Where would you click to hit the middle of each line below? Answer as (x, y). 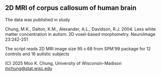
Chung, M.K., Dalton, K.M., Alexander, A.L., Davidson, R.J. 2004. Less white (80, 29)
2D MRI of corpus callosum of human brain (71, 8)
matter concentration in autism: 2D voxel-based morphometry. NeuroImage (80, 34)
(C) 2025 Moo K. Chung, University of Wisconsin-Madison (64, 63)
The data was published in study (38, 19)
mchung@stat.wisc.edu (29, 68)
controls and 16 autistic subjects (37, 54)
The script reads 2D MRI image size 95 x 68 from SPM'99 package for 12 (78, 48)
